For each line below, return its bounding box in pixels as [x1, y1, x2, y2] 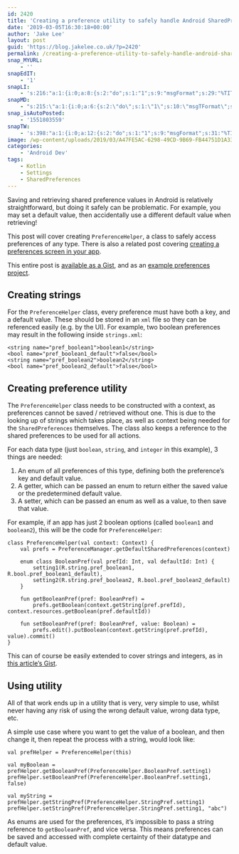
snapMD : [7, 97, 31, 104]
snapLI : [7, 83, 31, 90]
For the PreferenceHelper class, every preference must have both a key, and [7, 307, 230, 317]
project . [7, 268, 31, 277]
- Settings [20, 169, 53, 176]
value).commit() [7, 633, 55, 640]
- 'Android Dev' [20, 149, 69, 157]
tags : [7, 156, 23, 164]
